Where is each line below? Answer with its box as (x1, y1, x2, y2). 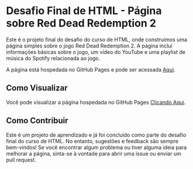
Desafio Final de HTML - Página (6, 4, 162, 18)
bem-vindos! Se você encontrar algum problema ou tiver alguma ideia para (6, 144, 187, 151)
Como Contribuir (6, 116, 68, 126)
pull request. (6, 156, 36, 163)
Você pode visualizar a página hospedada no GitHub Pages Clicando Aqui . (6, 99, 186, 106)
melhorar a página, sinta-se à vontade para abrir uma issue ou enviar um (6, 150, 181, 157)
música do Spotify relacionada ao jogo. (6, 55, 101, 62)
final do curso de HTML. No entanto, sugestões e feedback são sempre (6, 137, 179, 144)
